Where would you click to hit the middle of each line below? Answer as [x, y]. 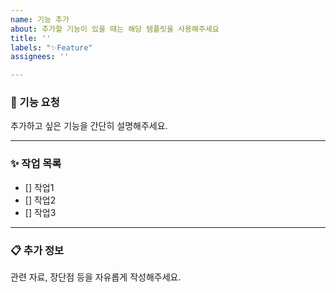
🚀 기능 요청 [35, 103]
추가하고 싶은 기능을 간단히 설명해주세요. [89, 126]
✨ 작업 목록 [36, 164]
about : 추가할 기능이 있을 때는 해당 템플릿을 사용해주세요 [115, 29]
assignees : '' [40, 57]
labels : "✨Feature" [51, 47]
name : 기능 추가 [40, 19]
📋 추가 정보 [37, 250]
